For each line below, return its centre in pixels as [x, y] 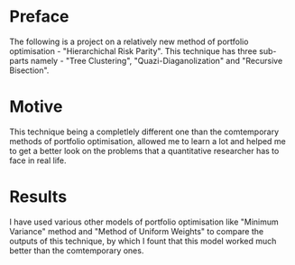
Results [38, 197]
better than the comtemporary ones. [77, 251]
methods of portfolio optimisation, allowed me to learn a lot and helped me [147, 141]
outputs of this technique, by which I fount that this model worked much [143, 241]
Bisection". [29, 70]
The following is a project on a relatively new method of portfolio [129, 41]
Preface [39, 17]
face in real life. [38, 160]
